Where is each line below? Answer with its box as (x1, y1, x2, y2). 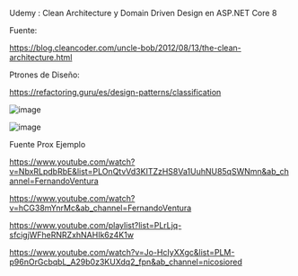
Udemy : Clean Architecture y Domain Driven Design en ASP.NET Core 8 (9, 8, 277, 18)
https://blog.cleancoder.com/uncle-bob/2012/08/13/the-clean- (9, 42, 241, 53)
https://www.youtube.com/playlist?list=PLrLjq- (9, 220, 182, 230)
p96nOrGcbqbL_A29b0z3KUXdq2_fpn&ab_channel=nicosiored (9, 256, 242, 267)
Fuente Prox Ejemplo (9, 139, 86, 149)
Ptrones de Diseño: (9, 69, 81, 80)
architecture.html (9, 52, 73, 62)
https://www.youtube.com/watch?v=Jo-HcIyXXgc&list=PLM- (9, 247, 235, 257)
